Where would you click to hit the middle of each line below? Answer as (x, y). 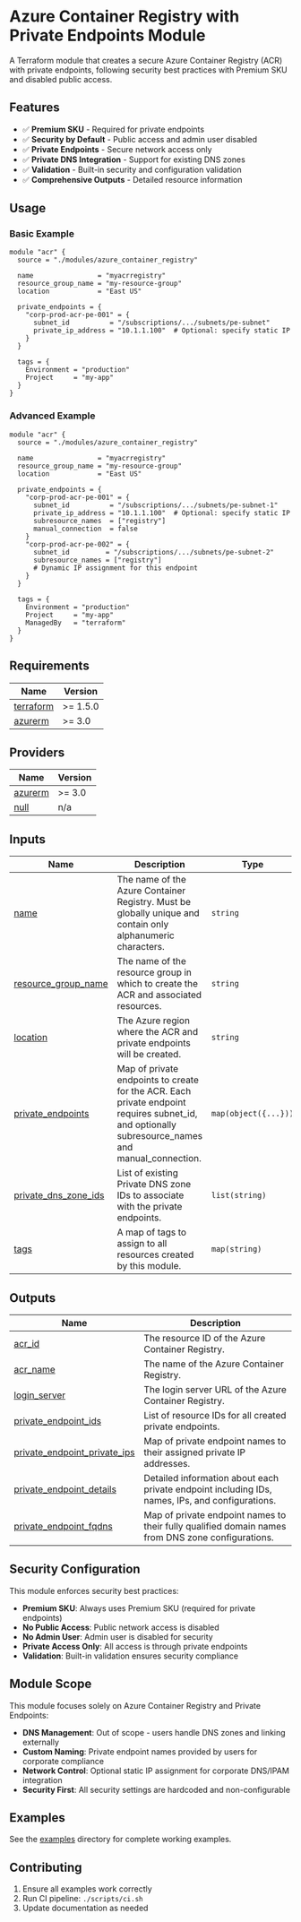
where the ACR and (158, 1032)
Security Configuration (75, 1569)
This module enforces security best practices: (94, 1590)
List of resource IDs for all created (215, 1415)
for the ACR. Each (154, 1091)
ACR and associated (159, 995)
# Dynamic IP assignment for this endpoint (116, 568)
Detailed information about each (211, 1478)
